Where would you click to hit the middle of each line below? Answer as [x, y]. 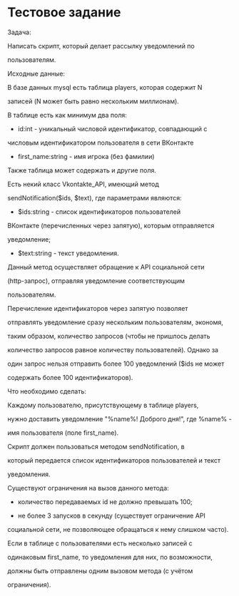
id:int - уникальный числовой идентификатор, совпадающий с [112, 128]
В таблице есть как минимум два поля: [67, 115]
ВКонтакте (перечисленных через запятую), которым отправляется [111, 225]
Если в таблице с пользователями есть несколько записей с [100, 543]
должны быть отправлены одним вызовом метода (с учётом [100, 570]
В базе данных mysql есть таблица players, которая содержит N [105, 87]
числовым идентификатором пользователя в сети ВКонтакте [101, 143]
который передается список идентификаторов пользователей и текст [114, 460]
